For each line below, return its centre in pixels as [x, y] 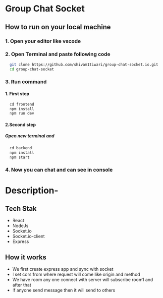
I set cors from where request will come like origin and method [76, 274]
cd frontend [22, 104]
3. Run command [26, 82]
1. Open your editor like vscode [43, 41]
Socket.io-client [28, 237]
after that [22, 285]
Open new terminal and [30, 136]
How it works [26, 257]
